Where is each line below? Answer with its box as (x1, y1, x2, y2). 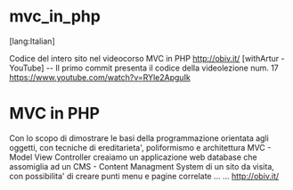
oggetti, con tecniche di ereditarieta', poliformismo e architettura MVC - (9, 142, 272, 153)
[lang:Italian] (9, 36, 55, 46)
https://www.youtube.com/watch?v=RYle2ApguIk (9, 71, 191, 82)
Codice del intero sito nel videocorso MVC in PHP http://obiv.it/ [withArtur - (9, 53, 285, 63)
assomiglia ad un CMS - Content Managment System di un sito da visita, (9, 161, 274, 171)
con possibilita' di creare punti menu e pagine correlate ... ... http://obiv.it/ (9, 170, 280, 181)
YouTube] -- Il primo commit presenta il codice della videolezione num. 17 (9, 62, 279, 73)
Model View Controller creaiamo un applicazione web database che (9, 152, 258, 162)
